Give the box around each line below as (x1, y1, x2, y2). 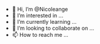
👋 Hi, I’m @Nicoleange (12, 6, 68, 12)
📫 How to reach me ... (12, 32, 68, 38)
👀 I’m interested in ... (12, 12, 64, 19)
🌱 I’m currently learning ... (12, 18, 77, 25)
